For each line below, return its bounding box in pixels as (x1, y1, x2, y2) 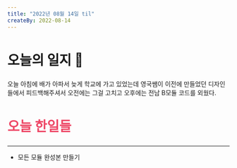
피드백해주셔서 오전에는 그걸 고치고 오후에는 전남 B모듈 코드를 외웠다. (25, 89, 217, 97)
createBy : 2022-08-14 (7, 17, 71, 24)
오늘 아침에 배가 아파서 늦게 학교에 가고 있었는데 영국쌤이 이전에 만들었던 (7, 80, 207, 88)
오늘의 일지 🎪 (7, 51, 83, 68)
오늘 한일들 (7, 118, 72, 135)
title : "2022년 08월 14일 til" (7, 10, 95, 18)
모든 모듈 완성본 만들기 (17, 153, 80, 162)
